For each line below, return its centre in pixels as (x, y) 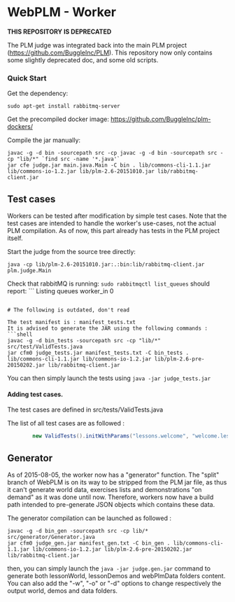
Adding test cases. (35, 394)
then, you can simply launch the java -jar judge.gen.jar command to (109, 568)
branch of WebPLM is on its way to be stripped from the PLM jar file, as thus (117, 482)
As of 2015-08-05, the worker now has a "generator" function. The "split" (113, 475)
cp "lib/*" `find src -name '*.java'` (64, 159)
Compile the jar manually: (44, 140)
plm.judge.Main (29, 271)
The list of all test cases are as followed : (66, 423)
